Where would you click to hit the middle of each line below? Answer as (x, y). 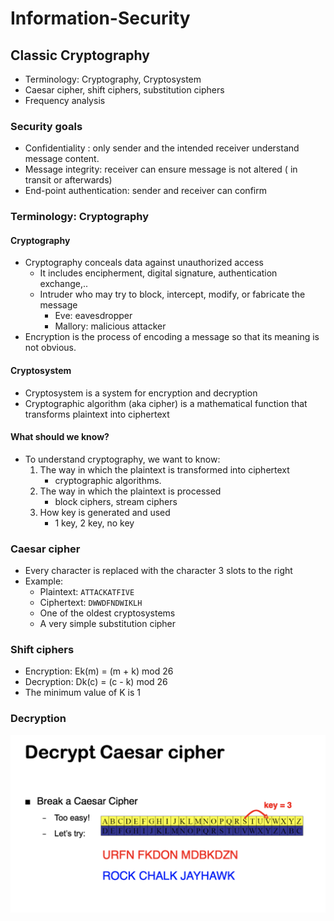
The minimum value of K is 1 (82, 693)
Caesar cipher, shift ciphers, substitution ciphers (124, 90)
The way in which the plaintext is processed (130, 491)
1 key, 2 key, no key (94, 523)
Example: (44, 581)
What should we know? (60, 437)
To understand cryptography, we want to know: (122, 459)
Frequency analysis (65, 100)
